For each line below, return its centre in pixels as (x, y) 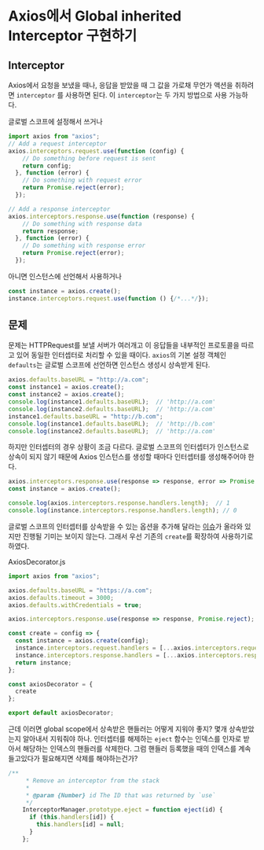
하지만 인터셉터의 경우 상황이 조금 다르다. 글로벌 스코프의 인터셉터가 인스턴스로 (129, 447)
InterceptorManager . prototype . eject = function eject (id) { (123, 810)
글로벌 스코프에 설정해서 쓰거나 (56, 121)
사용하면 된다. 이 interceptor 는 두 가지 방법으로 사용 (147, 95)
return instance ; (44, 662)
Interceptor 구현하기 (73, 36)
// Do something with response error (84, 246)
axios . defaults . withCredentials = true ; (75, 605)
